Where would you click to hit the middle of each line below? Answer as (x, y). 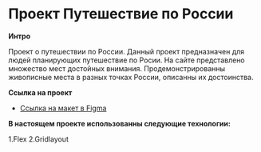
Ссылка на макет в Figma (63, 108)
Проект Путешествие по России (121, 14)
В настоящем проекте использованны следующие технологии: (120, 123)
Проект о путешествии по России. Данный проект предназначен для (127, 51)
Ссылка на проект (40, 92)
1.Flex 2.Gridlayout (39, 139)
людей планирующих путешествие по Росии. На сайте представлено (127, 60)
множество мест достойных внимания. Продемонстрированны (117, 68)
